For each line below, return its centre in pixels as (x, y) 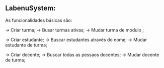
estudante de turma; (26, 45)
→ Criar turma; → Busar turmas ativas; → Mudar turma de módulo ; (75, 30)
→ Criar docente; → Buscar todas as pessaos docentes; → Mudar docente (82, 54)
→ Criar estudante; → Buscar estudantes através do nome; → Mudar (76, 39)
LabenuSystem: (31, 8)
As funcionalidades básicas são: (39, 20)
